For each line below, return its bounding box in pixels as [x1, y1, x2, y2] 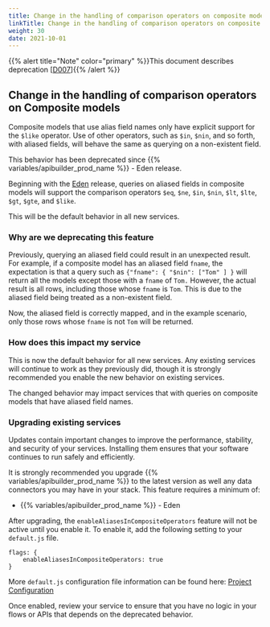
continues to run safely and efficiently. [8, 452, 135, 461]
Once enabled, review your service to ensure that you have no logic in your [8, 600, 257, 610]
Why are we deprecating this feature [8, 231, 154, 242]
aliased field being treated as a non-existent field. [8, 293, 173, 303]
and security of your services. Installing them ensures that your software [8, 443, 249, 453]
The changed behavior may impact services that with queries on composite [8, 388, 259, 398]
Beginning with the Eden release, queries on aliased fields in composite [8, 179, 245, 189]
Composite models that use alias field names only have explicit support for [8, 122, 256, 132]
